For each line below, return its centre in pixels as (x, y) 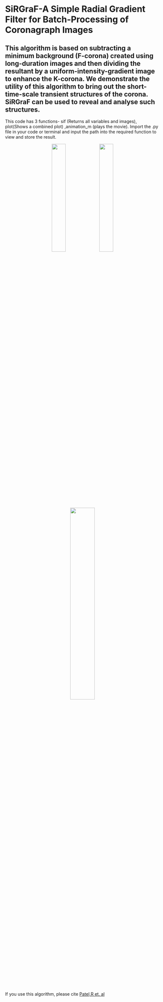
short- (137, 86)
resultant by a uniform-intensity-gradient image (80, 71)
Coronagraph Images (49, 30)
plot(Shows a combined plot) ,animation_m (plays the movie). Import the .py (82, 127)
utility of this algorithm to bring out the (66, 86)
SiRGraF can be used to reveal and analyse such (80, 102)
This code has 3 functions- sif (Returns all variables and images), (71, 121)
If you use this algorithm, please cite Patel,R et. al (55, 994)
